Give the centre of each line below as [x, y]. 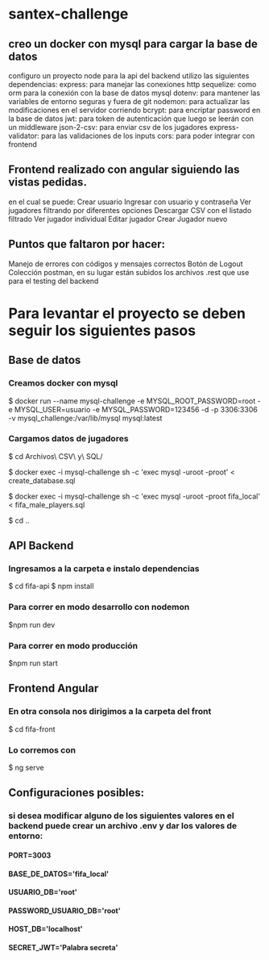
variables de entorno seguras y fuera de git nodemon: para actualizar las [129, 101]
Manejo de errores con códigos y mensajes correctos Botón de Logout [126, 264]
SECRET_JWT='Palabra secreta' [63, 947]
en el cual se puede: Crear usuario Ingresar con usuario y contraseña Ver [130, 202]
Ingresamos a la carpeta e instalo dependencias [104, 569]
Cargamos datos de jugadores [68, 439]
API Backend [41, 546]
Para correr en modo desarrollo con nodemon [99, 607]
